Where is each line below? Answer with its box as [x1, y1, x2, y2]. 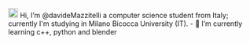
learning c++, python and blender [8, 27, 117, 36]
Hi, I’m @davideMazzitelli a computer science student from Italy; [19, 11, 229, 20]
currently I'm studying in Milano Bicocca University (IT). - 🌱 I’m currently [8, 19, 243, 28]
